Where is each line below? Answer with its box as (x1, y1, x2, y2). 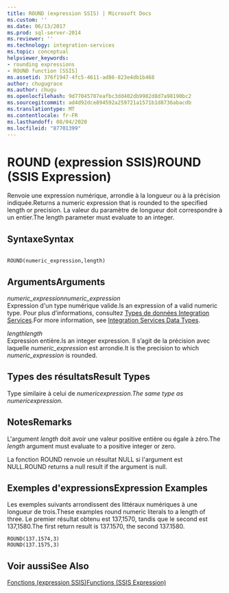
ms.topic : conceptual (7, 49, 69, 56)
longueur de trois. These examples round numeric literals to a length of (7, 508, 206, 516)
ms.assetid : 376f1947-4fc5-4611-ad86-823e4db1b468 (7, 73, 155, 81)
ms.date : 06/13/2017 (7, 23, 67, 29)
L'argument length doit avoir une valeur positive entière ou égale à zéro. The (7, 435, 221, 443)
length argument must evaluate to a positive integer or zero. (7, 441, 176, 450)
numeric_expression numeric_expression (7, 294, 121, 302)
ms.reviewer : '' (7, 36, 53, 43)
